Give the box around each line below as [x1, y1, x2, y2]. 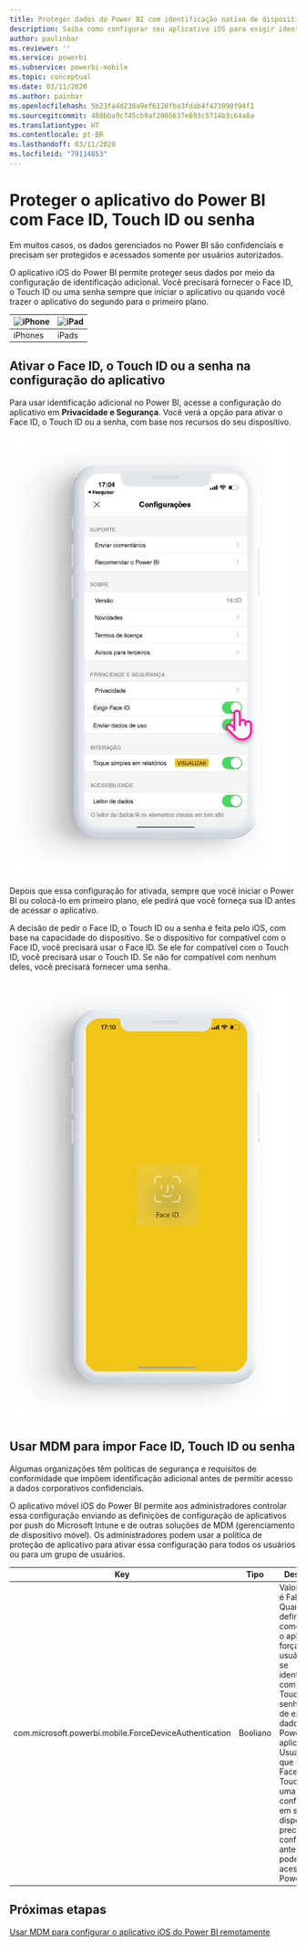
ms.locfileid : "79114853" [9, 150, 107, 159]
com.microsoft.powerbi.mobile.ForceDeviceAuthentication [13, 1728, 231, 1739]
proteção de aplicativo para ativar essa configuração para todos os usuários [9, 1539, 296, 1550]
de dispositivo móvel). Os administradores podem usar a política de [9, 1529, 262, 1540]
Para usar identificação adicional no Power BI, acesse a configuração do [9, 397, 282, 408]
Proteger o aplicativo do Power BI [9, 190, 266, 211]
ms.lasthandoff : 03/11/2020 [9, 140, 117, 150]
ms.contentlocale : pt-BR [9, 131, 104, 140]
